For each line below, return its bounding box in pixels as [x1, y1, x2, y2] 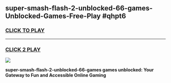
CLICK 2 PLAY [5, 46, 41, 53]
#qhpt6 [102, 12, 126, 21]
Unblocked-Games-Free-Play [5, 12, 101, 21]
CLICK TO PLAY [5, 27, 45, 34]
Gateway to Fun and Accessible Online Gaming [5, 72, 106, 78]
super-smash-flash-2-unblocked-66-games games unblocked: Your [5, 66, 154, 72]
